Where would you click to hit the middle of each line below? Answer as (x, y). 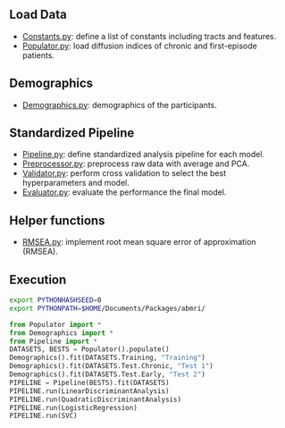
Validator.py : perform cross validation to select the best (124, 173)
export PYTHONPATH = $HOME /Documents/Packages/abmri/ (107, 308)
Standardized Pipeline (72, 133)
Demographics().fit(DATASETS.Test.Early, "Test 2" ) (107, 374)
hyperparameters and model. (75, 183)
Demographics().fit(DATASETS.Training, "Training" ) (107, 358)
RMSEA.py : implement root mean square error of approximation (139, 242)
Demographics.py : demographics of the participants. (119, 105)
